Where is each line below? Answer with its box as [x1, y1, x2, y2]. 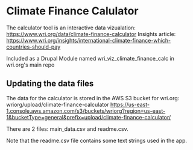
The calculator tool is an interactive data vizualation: [6, 24, 136, 31]
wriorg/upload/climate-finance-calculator [6, 101, 110, 108]
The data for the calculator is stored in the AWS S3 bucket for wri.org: [6, 94, 180, 101]
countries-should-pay [6, 43, 61, 50]
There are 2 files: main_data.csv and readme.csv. [6, 125, 128, 133]
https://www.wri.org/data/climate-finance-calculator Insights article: [6, 30, 176, 37]
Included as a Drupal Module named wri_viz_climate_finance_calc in [6, 55, 175, 62]
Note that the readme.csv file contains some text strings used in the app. [6, 137, 188, 144]
